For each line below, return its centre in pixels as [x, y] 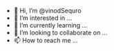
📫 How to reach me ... [46, 40]
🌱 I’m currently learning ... [50, 25]
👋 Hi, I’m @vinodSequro [47, 11]
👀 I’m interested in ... [43, 18]
